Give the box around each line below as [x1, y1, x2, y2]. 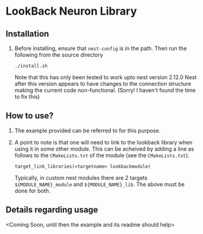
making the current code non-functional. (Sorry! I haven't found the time [14, 87, 196, 94]
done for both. [14, 187, 51, 194]
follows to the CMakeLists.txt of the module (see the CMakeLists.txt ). [14, 151, 190, 159]
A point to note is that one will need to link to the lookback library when [14, 138, 193, 146]
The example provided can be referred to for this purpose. [14, 127, 160, 134]
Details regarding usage [5, 205, 98, 215]
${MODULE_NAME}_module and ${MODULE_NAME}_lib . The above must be [14, 180, 185, 188]
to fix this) [14, 93, 40, 100]
